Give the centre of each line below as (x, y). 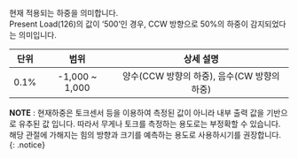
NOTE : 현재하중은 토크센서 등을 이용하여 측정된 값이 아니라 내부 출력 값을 (137, 113)
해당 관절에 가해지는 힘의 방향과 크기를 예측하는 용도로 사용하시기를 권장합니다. (145, 135)
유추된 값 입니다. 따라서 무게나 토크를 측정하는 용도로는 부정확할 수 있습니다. (149, 124)
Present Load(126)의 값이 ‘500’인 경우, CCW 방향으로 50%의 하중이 (129, 24)
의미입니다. (38, 35)
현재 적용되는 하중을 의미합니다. (64, 13)
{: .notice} (27, 145)
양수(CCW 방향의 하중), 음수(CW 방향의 (201, 76)
